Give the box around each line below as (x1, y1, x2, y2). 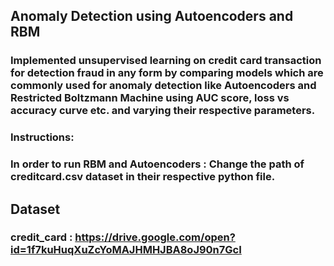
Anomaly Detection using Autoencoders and (10, 8, 294, 25)
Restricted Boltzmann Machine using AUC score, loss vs (10, 91, 290, 105)
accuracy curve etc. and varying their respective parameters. (10, 104, 316, 118)
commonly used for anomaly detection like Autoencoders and (10, 79, 317, 93)
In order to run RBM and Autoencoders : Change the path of (10, 157, 305, 171)
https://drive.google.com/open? (74, 230, 236, 244)
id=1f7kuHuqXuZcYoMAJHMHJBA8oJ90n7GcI (10, 243, 242, 257)
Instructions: (10, 130, 75, 144)
